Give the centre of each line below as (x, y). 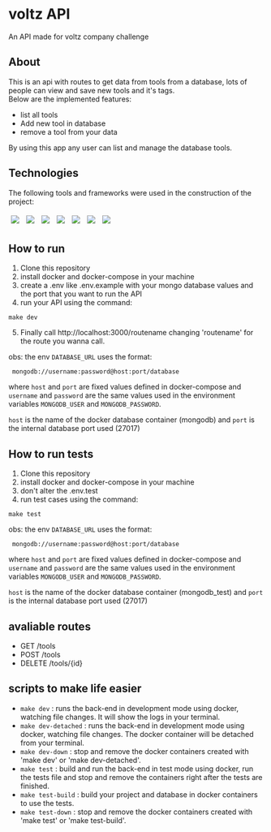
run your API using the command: (76, 303)
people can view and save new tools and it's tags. (92, 90)
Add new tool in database (63, 123)
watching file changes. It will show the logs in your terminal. (120, 717)
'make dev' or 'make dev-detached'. (80, 760)
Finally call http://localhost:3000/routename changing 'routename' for (137, 333)
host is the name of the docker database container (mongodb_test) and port (136, 593)
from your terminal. (52, 743)
